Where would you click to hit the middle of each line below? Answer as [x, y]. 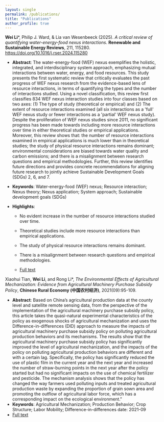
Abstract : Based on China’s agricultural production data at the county [82, 300]
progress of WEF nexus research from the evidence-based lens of [79, 83]
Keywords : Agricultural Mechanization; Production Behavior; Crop [79, 404]
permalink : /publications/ [33, 14]
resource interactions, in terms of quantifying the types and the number [84, 88]
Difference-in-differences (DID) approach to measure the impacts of [81, 326]
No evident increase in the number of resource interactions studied [87, 216]
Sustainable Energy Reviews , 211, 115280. [48, 48]
